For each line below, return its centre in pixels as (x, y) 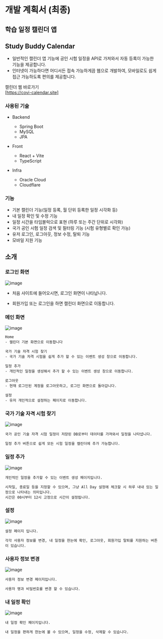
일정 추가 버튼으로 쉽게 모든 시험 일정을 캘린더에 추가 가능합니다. (63, 444)
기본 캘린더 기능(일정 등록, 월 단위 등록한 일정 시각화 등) (65, 210)
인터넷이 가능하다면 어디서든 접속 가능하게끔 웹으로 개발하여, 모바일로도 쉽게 (84, 71)
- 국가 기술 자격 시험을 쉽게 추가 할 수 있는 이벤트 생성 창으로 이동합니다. (71, 356)
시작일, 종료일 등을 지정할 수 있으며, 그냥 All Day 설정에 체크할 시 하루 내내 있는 (79, 487)
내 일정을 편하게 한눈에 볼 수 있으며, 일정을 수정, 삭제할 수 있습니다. (67, 632)
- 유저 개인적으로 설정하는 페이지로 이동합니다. (46, 400)
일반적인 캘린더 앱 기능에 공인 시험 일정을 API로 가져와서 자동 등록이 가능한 (83, 58)
